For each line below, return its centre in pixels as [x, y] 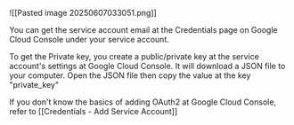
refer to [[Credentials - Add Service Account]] [94, 111]
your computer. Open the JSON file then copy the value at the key [130, 75]
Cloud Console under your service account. [89, 39]
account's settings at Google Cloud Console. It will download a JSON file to [147, 66]
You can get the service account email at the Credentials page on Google [143, 30]
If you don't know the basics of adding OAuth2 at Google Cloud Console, [143, 102]
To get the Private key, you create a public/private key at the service [135, 56]
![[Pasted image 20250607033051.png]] [83, 13]
